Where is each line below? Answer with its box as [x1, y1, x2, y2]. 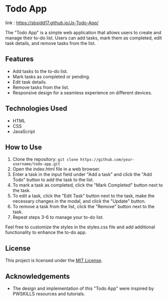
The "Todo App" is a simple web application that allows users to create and [5, 29, 161, 35]
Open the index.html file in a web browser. [12, 166, 101, 172]
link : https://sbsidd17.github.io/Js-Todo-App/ [5, 20, 99, 26]
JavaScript [12, 128, 35, 134]
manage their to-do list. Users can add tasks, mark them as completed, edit [5, 35, 162, 41]
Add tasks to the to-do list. [12, 68, 68, 74]
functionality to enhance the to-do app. [5, 229, 87, 235]
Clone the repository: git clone [12, 156, 78, 162]
